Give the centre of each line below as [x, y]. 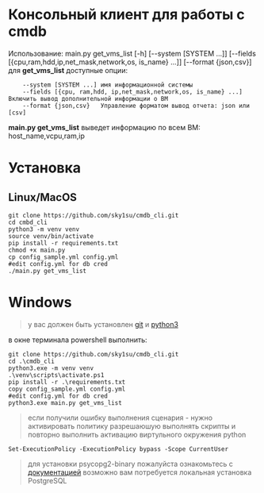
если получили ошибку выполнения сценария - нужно [120, 418]
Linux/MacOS [43, 197]
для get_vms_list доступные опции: [68, 70]
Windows [40, 302]
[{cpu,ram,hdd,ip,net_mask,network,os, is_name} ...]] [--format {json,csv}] [130, 62]
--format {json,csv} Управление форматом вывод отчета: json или [136, 106]
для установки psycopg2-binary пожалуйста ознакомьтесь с [130, 464]
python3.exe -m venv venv [51, 368]
